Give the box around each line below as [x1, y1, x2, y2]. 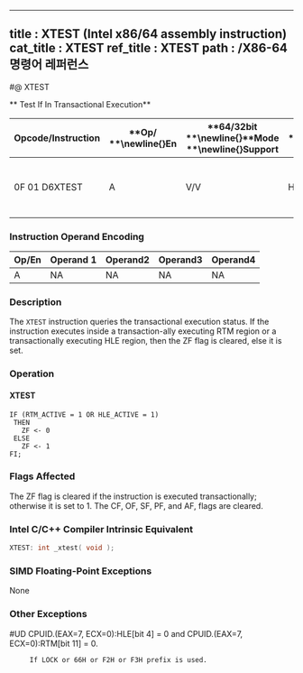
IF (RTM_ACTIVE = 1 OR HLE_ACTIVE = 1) [9, 410, 160, 419]
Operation [9, 367, 55, 380]
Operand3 [158, 254, 203, 266]
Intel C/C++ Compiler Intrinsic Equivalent [9, 522, 194, 535]
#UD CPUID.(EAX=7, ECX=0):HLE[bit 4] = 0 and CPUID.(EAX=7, [9, 628, 243, 639]
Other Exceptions [9, 608, 87, 621]
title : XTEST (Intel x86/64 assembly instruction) [9, 26, 287, 41]
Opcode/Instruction [14, 132, 101, 144]
